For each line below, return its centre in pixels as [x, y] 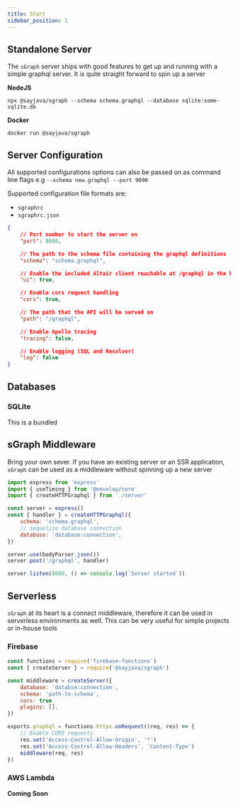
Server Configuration [55, 155]
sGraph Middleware [52, 445]
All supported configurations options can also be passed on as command [114, 172]
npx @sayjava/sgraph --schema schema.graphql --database [93, 101]
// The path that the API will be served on [87, 312]
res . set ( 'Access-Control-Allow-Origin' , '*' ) [89, 740]
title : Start [27, 14]
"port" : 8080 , [41, 241]
